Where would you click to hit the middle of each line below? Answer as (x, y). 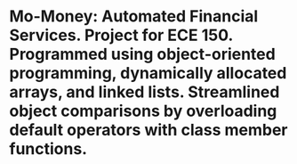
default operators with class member (148, 130)
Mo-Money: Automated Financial (134, 16)
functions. (48, 149)
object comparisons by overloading (143, 111)
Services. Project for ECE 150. (121, 35)
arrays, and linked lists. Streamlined (144, 92)
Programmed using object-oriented (142, 54)
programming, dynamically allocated (148, 74)
